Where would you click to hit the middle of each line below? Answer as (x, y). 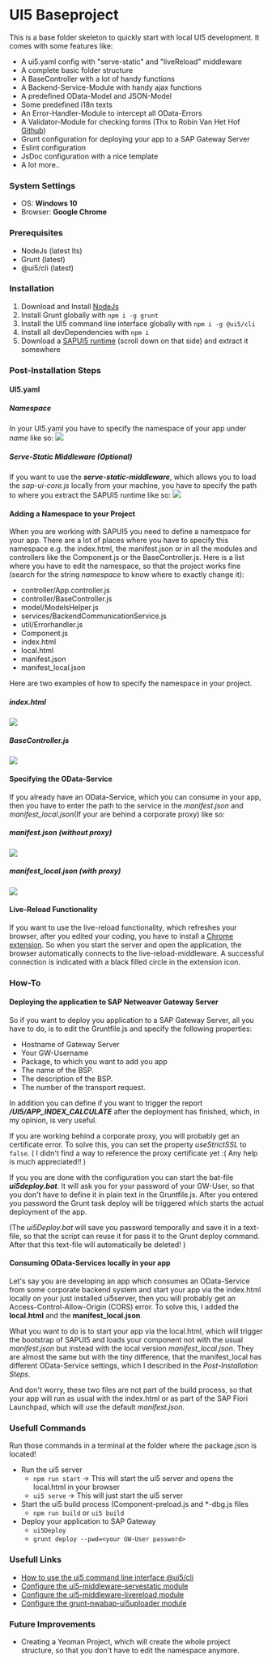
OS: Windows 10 (49, 203)
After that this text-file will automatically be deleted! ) (98, 1245)
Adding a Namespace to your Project (72, 513)
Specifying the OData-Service (61, 779)
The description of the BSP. (67, 1079)
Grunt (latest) (43, 259)
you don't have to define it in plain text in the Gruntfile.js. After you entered (134, 1194)
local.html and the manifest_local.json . (76, 1316)
